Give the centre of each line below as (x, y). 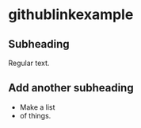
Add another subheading (71, 88)
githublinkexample (71, 15)
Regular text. (29, 63)
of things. (35, 115)
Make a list (37, 107)
